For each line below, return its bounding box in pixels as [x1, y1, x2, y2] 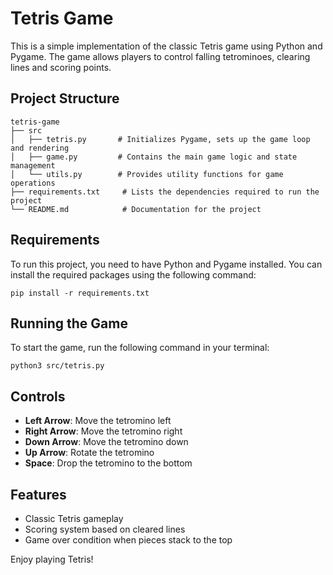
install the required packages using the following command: [10, 268, 257, 281]
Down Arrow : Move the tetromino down [24, 436, 189, 448]
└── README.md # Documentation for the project [10, 204, 262, 214]
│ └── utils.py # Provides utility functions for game [10, 169, 284, 179]
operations [10, 178, 56, 188]
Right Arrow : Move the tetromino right [24, 425, 183, 437]
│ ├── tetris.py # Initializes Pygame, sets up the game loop [10, 134, 311, 144]
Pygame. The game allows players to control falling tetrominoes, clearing [10, 50, 311, 62]
